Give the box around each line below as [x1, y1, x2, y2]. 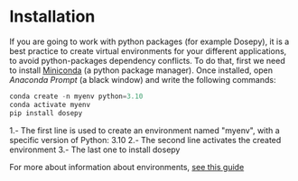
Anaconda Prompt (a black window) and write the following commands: [9, 74, 276, 85]
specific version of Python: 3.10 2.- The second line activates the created [9, 134, 282, 145]
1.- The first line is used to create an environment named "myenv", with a [9, 124, 280, 136]
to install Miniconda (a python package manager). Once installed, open [9, 65, 274, 76]
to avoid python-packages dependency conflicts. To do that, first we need [9, 55, 286, 66]
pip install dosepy [9, 108, 83, 118]
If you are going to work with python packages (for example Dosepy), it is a [9, 36, 290, 47]
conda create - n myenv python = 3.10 [9, 92, 144, 101]
